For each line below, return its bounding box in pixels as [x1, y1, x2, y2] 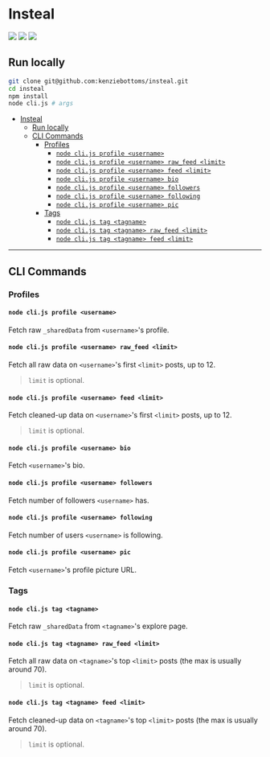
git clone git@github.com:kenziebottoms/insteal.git [8, 77, 189, 85]
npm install [8, 92, 48, 101]
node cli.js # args [8, 100, 74, 108]
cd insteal [8, 84, 45, 93]
